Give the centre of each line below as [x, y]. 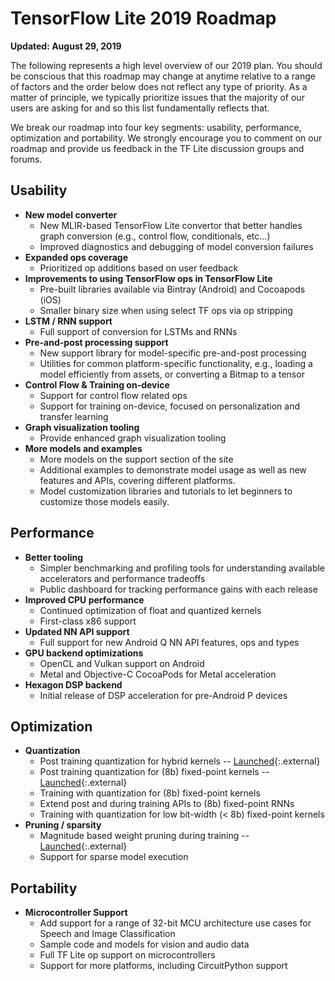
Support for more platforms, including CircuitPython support [163, 966]
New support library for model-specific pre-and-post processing [173, 353]
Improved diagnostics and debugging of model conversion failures [176, 246]
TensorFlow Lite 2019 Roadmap [143, 18]
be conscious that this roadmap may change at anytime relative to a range [163, 76]
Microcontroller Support [76, 913]
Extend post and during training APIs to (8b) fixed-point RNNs [167, 804]
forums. [26, 159]
